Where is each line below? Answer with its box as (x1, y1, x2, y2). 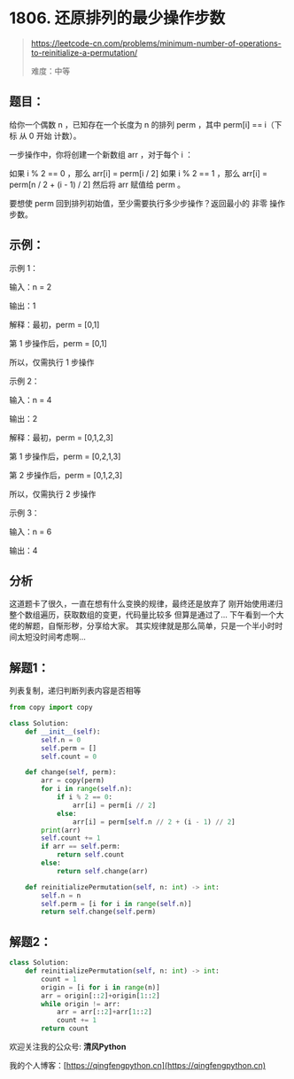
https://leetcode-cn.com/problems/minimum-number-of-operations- (30, 37, 282, 49)
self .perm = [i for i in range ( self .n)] (41, 899, 192, 908)
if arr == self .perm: (41, 842, 121, 851)
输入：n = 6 (9, 526, 52, 537)
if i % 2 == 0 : (56, 793, 113, 802)
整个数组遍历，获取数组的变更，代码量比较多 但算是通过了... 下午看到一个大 (9, 609, 284, 620)
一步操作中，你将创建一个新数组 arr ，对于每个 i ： (9, 149, 193, 159)
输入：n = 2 (9, 281, 51, 292)
